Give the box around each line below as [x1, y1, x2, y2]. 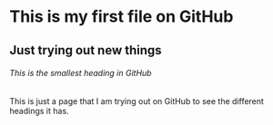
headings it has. [9, 105, 70, 116]
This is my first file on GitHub [9, 6, 234, 27]
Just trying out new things [9, 43, 162, 58]
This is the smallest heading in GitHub [9, 68, 152, 79]
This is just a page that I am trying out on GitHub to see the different [9, 95, 264, 106]
